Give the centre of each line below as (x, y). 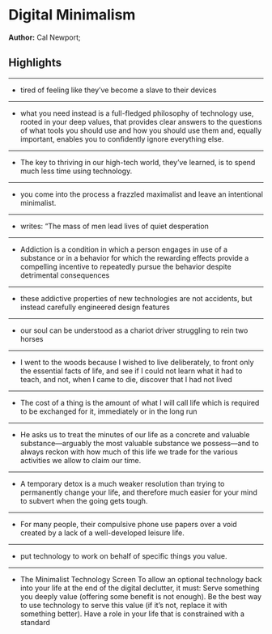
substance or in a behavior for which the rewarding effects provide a (134, 257)
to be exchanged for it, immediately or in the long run (108, 411)
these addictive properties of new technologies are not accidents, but (136, 298)
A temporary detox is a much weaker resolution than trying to (122, 483)
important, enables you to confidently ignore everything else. (122, 138)
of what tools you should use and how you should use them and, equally (140, 130)
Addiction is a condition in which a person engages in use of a (124, 249)
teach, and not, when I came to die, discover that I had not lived (126, 379)
